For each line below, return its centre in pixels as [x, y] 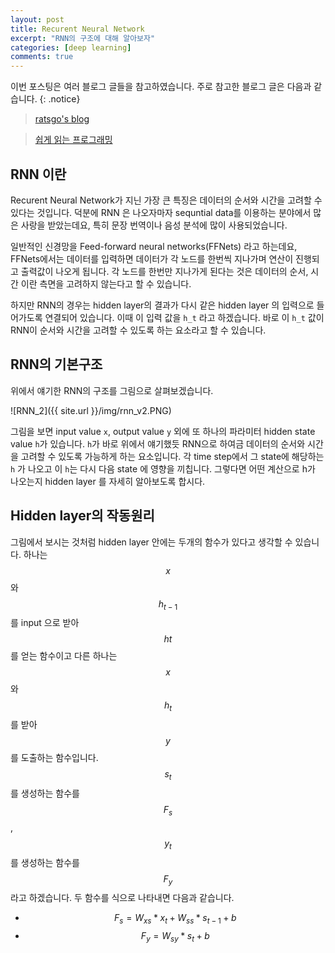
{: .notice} [60, 99]
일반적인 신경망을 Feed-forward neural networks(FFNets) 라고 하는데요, [154, 246]
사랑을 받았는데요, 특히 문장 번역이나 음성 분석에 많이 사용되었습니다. [154, 225]
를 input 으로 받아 [45, 623]
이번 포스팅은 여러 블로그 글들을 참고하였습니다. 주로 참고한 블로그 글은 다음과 [161, 87]
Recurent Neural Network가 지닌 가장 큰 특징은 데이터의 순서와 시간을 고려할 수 [166, 200]
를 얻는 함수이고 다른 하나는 [64, 656]
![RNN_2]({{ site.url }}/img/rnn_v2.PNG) [91, 410]
